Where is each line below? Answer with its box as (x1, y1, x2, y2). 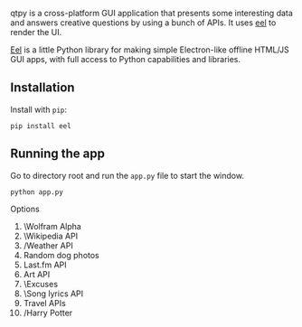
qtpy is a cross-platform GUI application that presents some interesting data (10, 8, 293, 18)
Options (10, 203, 40, 214)
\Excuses (23, 278, 58, 289)
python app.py (10, 187, 64, 197)
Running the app (10, 146, 105, 162)
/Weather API (23, 239, 73, 251)
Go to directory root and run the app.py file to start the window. (10, 170, 245, 181)
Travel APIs (23, 297, 66, 308)
